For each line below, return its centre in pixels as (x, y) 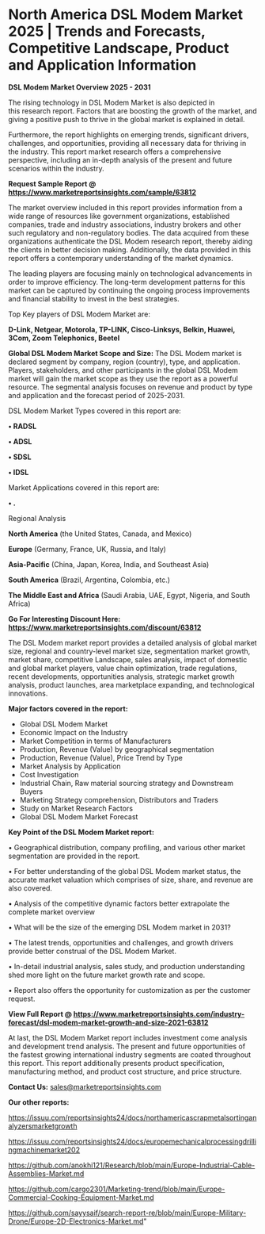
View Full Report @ (40, 1014)
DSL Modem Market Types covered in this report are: (95, 411)
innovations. (28, 693)
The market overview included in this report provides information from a (125, 207)
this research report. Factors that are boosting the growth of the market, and (132, 111)
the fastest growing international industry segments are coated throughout (130, 1054)
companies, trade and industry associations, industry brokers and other (125, 224)
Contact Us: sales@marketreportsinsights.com (85, 1086)
